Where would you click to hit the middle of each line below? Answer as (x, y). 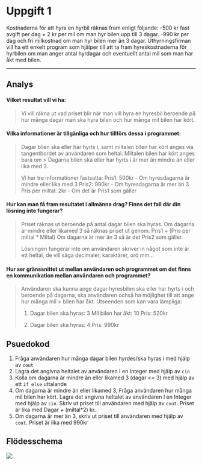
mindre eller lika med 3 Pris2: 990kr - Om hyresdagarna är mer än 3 (105, 184)
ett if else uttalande (41, 384)
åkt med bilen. (24, 60)
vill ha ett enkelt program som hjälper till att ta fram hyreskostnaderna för (96, 47)
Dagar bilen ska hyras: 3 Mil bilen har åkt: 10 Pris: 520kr (99, 313)
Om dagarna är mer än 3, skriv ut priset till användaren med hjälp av (99, 416)
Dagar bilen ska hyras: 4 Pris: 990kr (74, 325)
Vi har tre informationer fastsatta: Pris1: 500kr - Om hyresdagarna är (106, 178)
